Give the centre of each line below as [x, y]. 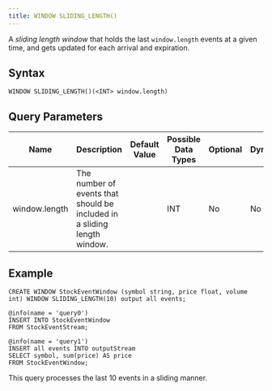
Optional [225, 149]
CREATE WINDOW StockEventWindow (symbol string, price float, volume [128, 292]
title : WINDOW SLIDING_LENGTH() [63, 16]
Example [31, 273]
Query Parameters [56, 116]
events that [98, 194]
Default [144, 144]
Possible [184, 140]
